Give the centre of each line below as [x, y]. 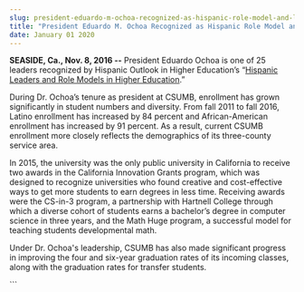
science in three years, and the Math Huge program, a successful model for [151, 221]
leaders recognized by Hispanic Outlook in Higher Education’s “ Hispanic [144, 70]
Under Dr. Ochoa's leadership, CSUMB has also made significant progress [148, 248]
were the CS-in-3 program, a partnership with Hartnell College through [142, 201]
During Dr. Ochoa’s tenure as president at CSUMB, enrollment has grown [145, 97]
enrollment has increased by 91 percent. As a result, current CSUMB [137, 126]
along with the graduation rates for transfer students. [108, 268]
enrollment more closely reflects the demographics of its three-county [140, 136]
